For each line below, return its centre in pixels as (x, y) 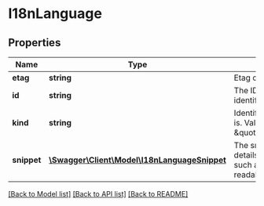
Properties (35, 43)
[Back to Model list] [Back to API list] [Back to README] (98, 194)
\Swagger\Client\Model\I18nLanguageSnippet (137, 160)
